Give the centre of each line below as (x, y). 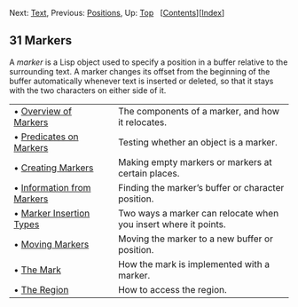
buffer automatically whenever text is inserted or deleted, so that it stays (141, 81)
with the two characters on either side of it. (88, 90)
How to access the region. (173, 289)
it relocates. (142, 122)
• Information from (52, 187)
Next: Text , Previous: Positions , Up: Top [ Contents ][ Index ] (117, 13)
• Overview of (43, 111)
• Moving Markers (51, 244)
